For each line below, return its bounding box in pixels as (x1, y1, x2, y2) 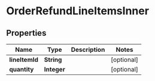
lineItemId (9, 55, 39, 64)
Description (71, 46, 105, 54)
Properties (6, 28, 47, 38)
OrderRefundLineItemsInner (6, 4, 150, 18)
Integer (44, 66, 66, 73)
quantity (9, 66, 34, 73)
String (44, 55, 62, 64)
